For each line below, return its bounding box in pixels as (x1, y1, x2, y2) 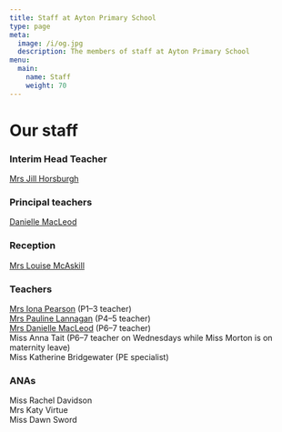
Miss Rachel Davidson (9, 395, 93, 406)
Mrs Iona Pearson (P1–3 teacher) (9, 304, 132, 314)
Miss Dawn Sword (9, 415, 77, 426)
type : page (9, 22, 51, 31)
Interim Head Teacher (9, 152, 107, 165)
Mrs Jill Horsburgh (9, 174, 79, 185)
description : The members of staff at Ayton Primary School (17, 47, 250, 56)
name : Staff (25, 73, 71, 82)
